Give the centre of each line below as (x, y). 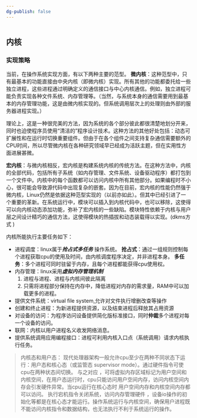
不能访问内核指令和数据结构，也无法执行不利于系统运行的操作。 (97, 409)
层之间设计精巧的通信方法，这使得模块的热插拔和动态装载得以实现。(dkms (96, 217)
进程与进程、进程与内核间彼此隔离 (64, 279)
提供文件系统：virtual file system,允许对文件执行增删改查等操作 (91, 301)
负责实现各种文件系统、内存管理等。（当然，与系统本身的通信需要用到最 (97, 96)
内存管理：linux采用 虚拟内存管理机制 (59, 271)
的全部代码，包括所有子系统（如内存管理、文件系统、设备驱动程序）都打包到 (98, 173)
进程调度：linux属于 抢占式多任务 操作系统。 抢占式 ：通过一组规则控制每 (101, 249)
